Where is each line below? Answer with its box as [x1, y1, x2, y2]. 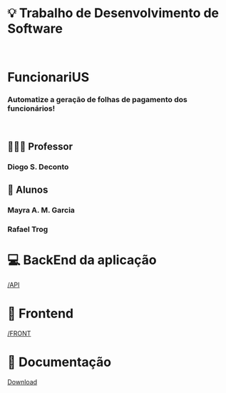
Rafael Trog [7, 224, 48, 234]
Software [7, 21, 63, 37]
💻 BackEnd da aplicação [7, 252, 157, 268]
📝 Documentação [7, 354, 112, 370]
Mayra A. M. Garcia [7, 205, 75, 215]
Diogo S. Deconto [7, 162, 69, 172]
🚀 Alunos [7, 184, 48, 196]
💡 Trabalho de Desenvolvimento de [7, 5, 220, 21]
